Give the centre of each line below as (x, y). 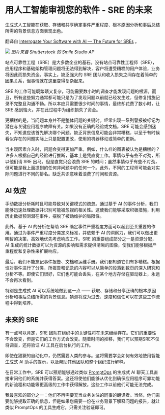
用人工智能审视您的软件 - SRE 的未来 (79, 10)
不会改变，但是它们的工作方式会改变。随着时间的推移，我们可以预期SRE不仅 (82, 339)
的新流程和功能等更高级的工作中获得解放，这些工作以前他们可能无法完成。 (80, 384)
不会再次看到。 (20, 280)
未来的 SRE (22, 320)
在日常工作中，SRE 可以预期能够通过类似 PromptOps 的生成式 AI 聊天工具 (79, 372)
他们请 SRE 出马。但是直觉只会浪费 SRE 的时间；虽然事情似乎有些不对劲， (84, 161)
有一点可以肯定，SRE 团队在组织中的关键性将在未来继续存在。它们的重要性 (81, 333)
